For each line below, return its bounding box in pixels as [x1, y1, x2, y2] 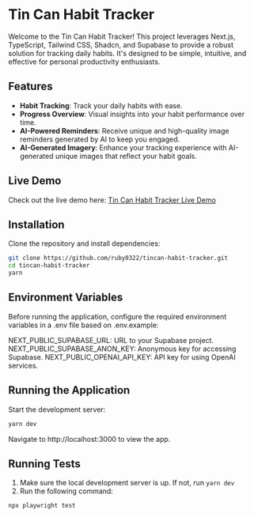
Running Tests [8, 457, 81, 470]
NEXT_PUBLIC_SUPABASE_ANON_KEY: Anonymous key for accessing [8, 344, 237, 353]
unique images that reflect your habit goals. [55, 151, 198, 160]
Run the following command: [19, 486, 113, 496]
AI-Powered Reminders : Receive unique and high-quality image [19, 126, 229, 135]
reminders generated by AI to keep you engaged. [19, 134, 180, 144]
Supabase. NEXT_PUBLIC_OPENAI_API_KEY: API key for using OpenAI [8, 352, 236, 361]
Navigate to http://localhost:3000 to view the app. [8, 434, 171, 443]
